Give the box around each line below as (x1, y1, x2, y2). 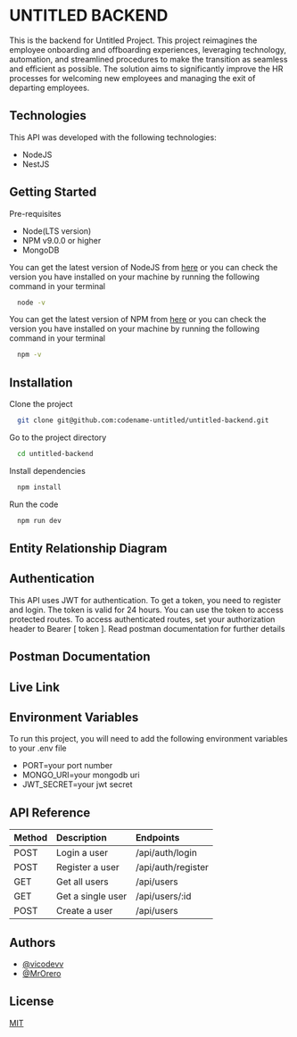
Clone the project (9, 399, 73, 410)
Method (13, 832, 48, 844)
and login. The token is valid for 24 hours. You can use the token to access (9, 604, 284, 615)
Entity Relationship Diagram (9, 541, 168, 556)
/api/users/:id (135, 890, 192, 902)
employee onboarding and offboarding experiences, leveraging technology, (9, 44, 287, 54)
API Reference (9, 805, 91, 820)
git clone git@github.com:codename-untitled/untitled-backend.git (17, 416, 269, 425)
